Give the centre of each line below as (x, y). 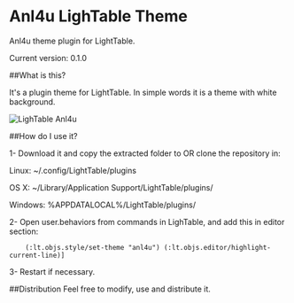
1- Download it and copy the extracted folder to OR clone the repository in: (145, 153)
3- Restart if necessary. (52, 271)
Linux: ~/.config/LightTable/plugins (73, 170)
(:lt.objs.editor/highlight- (217, 247)
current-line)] (37, 255)
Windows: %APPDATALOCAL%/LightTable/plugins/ (103, 205)
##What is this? (38, 75)
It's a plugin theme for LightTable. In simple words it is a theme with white (143, 92)
